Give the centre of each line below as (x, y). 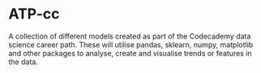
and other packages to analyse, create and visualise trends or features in (130, 53)
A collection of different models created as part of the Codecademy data (130, 36)
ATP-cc (34, 14)
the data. (23, 62)
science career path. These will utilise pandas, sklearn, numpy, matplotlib (131, 44)
